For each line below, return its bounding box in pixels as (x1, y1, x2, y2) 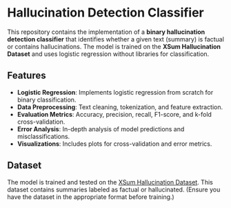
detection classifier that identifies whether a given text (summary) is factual (7, 35, 224, 43)
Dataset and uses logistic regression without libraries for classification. (7, 50, 210, 58)
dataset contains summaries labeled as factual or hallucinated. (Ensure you (7, 185, 221, 193)
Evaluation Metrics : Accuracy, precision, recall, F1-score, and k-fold (17, 110, 212, 118)
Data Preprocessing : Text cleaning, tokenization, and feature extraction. (17, 102, 223, 111)
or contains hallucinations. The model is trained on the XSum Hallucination (7, 42, 221, 50)
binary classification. (17, 95, 77, 104)
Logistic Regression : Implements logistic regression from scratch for (17, 88, 214, 96)
